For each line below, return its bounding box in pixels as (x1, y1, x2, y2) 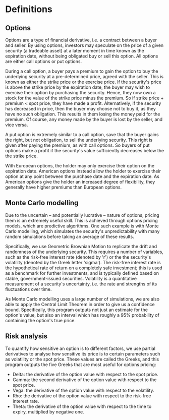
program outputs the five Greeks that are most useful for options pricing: (5, 362, 156, 368)
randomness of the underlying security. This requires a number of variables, (5, 249, 164, 255)
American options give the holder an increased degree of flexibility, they (5, 179, 155, 185)
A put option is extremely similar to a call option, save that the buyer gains (5, 132, 159, 137)
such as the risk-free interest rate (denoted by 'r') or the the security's (5, 254, 151, 260)
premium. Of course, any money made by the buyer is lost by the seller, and (5, 116, 163, 122)
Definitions (5, 4, 53, 15)
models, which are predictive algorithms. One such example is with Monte (5, 223, 159, 229)
